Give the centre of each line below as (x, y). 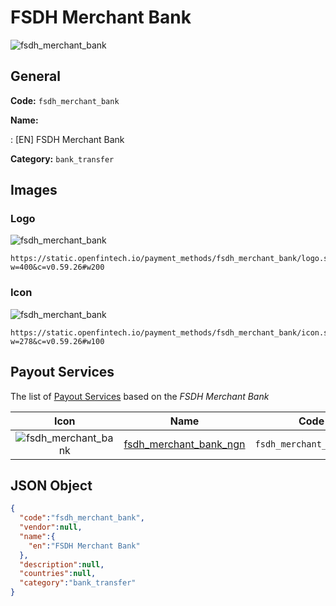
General (36, 76)
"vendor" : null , (51, 527)
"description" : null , (62, 564)
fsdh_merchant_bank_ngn (184, 444)
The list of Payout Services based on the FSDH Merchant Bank (140, 396)
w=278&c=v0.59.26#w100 (57, 341)
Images (34, 190)
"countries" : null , (58, 574)
